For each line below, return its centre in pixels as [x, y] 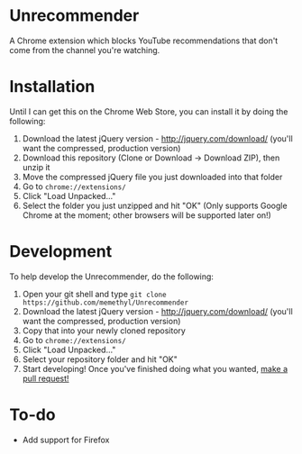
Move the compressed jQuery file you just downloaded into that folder [152, 177]
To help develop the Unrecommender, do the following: [112, 277]
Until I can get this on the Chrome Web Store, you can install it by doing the [149, 111]
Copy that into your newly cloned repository [104, 331]
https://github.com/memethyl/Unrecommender [105, 303]
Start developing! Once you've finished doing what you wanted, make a [155, 368]
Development [61, 252]
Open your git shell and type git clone [94, 294]
